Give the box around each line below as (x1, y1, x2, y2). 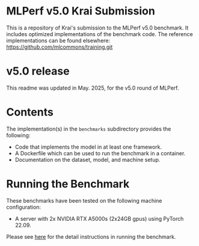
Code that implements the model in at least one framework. (14, 143, 162, 150)
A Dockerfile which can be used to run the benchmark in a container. (14, 149, 186, 157)
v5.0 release (6, 64, 70, 78)
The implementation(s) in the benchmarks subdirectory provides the (6, 125, 171, 132)
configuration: (6, 203, 41, 211)
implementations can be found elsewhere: (6, 37, 111, 44)
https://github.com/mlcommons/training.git (6, 43, 113, 51)
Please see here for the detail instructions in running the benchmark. (6, 233, 176, 240)
